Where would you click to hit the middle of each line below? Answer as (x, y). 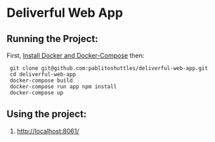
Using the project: (47, 114)
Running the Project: (53, 39)
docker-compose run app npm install (63, 87)
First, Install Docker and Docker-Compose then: (76, 55)
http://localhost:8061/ (48, 131)
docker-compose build (41, 80)
